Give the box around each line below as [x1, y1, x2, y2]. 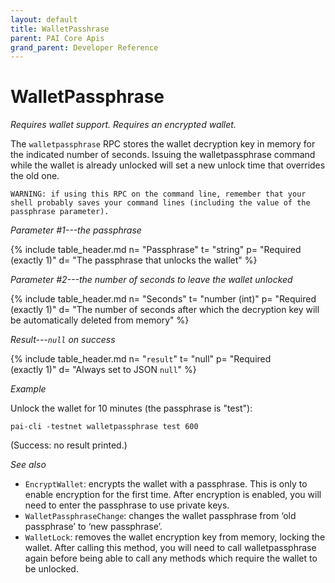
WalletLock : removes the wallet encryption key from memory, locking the [24, 531, 326, 543]
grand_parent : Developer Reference [10, 42, 159, 53]
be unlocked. [24, 563, 79, 575]
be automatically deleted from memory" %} [10, 314, 190, 326]
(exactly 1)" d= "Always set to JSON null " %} [10, 364, 197, 376]
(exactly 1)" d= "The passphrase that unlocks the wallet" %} [10, 254, 258, 266]
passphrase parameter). [10, 207, 110, 217]
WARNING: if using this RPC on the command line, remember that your [10, 189, 307, 200]
